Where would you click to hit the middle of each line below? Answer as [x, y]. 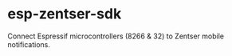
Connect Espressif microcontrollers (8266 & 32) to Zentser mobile [116, 36]
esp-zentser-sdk [65, 14]
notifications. [29, 44]
